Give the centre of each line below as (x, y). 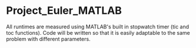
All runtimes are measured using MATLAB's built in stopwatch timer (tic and (98, 27)
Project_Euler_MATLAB (64, 11)
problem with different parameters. (48, 39)
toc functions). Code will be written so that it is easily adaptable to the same (98, 32)
